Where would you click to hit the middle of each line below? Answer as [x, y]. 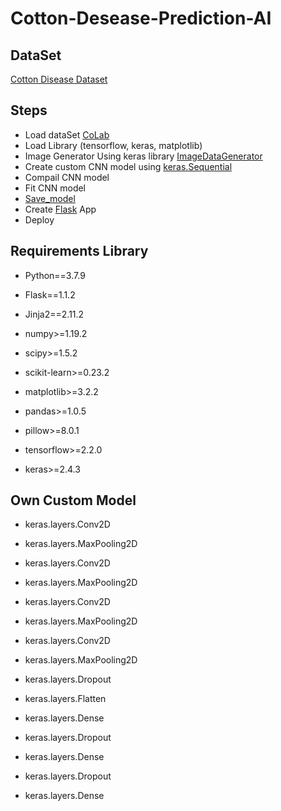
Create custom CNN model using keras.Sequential [128, 166]
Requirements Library [79, 251]
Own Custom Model [73, 500]
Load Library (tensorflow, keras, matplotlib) [113, 145]
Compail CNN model [67, 177]
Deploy [39, 219]
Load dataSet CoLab [67, 134]
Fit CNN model [55, 188]
